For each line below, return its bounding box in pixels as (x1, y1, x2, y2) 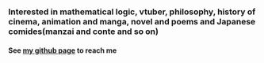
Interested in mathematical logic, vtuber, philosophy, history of (8, 6, 256, 17)
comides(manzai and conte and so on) (8, 26, 159, 37)
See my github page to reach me (8, 46, 117, 55)
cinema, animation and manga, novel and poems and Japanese (8, 16, 256, 27)
